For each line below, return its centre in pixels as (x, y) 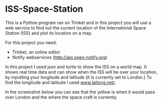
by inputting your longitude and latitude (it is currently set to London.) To (79, 77)
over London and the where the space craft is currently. (61, 97)
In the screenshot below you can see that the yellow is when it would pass (80, 92)
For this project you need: (31, 42)
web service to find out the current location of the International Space (76, 27)
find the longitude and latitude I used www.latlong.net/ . (61, 82)
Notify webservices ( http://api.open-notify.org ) (60, 57)
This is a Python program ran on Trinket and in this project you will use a (78, 23)
